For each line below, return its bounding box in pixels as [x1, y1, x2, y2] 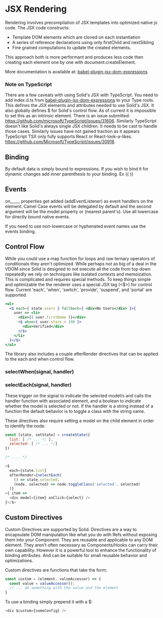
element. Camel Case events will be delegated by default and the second [5, 203, 152, 209]
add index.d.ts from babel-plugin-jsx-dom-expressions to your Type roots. [5, 97, 155, 103]
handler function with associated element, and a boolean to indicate [5, 398, 141, 404]
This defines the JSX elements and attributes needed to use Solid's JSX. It [5, 103, 154, 108]
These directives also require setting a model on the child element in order [5, 418, 154, 424]
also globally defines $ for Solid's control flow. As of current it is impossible [5, 107, 157, 113]
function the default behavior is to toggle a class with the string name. [5, 408, 145, 414]
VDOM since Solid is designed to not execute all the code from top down [5, 266, 151, 272]
